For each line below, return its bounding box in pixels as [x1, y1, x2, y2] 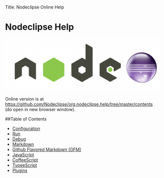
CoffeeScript [12, 157, 38, 163]
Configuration [12, 126, 40, 132]
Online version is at [5, 96, 44, 102]
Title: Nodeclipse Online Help [5, 4, 64, 10]
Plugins [12, 168, 28, 174]
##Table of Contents [5, 116, 47, 122]
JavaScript [12, 152, 34, 158]
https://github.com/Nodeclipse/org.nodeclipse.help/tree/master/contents [5, 101, 153, 107]
